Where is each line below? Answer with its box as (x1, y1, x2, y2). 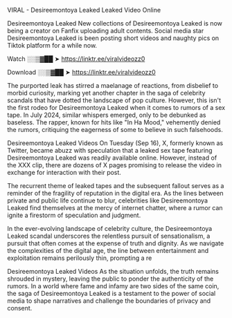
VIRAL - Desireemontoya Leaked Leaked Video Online (7, 6, 161, 14)
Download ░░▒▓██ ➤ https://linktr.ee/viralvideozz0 (7, 68, 156, 76)
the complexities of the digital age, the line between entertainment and (7, 247, 209, 254)
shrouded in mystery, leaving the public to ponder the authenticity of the (7, 274, 214, 283)
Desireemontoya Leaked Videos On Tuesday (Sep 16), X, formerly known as (7, 139, 224, 147)
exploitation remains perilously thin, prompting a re (7, 254, 152, 262)
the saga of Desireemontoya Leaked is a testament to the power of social (7, 290, 216, 297)
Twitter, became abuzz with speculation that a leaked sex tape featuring (7, 147, 213, 154)
